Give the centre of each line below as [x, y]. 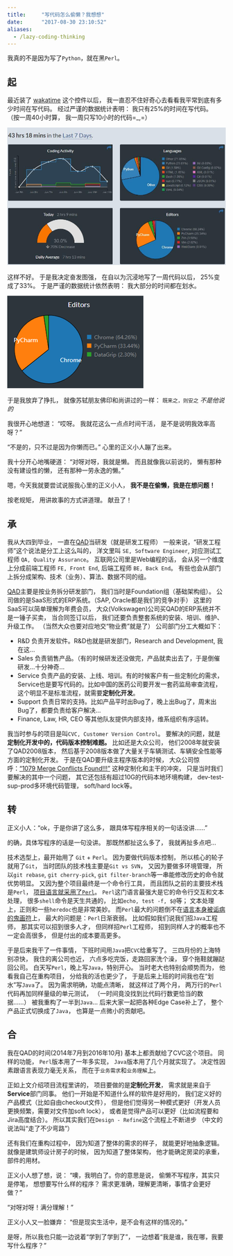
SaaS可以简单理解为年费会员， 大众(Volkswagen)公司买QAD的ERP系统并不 [114, 609]
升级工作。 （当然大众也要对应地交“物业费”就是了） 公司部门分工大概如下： [115, 626]
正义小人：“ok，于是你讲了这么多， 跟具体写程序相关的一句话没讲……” [107, 828]
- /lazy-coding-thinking [49, 37]
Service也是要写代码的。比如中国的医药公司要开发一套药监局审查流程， [119, 684]
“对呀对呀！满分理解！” [41, 1207]
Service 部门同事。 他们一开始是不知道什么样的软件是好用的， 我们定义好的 [114, 1094]
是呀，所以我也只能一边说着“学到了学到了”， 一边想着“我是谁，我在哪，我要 [115, 1237]
